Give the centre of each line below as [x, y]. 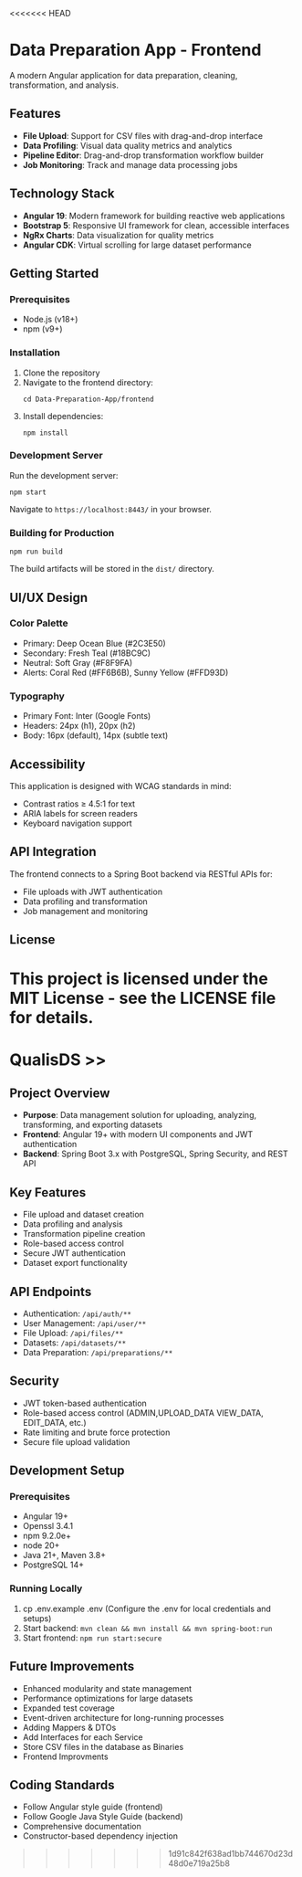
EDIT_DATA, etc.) [54, 1422]
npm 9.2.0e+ [47, 1536]
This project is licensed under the [139, 979]
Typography [37, 696]
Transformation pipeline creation [84, 1234]
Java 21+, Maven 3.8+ [64, 1555]
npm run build [36, 552]
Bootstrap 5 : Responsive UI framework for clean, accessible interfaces [156, 225]
